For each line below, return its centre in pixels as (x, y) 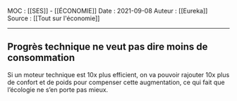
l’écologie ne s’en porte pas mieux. (58, 89)
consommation (41, 58)
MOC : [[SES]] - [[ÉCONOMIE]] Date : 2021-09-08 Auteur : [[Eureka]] (108, 11)
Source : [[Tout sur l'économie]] (54, 18)
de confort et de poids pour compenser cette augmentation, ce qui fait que (116, 82)
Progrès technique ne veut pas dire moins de (108, 47)
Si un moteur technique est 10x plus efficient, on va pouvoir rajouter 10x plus (119, 74)
